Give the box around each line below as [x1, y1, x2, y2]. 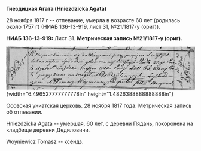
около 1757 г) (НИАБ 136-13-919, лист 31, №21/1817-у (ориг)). [6, 23, 160, 30]
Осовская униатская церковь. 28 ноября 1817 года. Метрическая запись [6, 102, 192, 109]
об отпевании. [6, 108, 43, 116]
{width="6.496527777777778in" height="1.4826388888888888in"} [6, 90, 174, 98]
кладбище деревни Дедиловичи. [6, 126, 90, 134]
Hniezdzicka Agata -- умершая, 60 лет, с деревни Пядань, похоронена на [6, 120, 193, 127]
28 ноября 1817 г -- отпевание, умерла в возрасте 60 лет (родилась [6, 17, 181, 23]
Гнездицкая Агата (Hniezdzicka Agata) [6, 5, 106, 12]
